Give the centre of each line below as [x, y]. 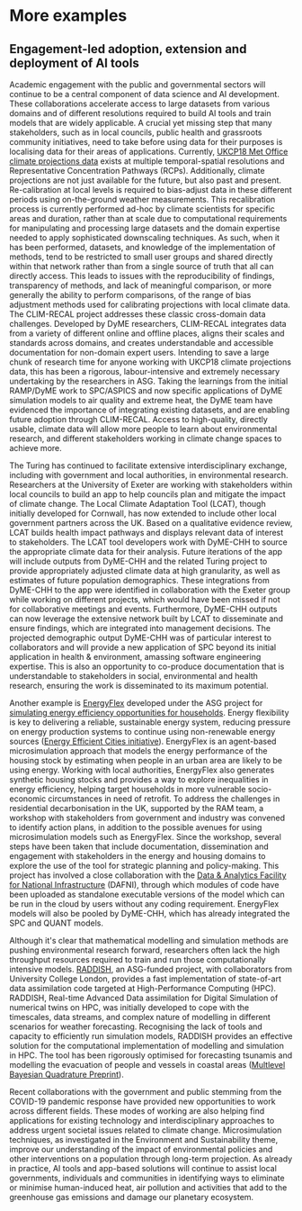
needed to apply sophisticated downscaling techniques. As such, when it [145, 238]
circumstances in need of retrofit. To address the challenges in [164, 799]
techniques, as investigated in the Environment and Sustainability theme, [144, 1139]
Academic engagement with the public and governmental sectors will [138, 85]
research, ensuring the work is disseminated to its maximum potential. [139, 686]
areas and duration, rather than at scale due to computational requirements [148, 218]
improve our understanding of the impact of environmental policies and [141, 1149]
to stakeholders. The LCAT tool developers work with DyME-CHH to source [148, 542]
